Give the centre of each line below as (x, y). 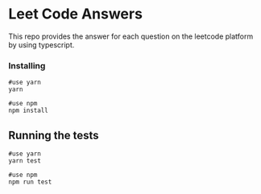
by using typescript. (41, 44)
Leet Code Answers (76, 14)
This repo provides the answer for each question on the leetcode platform (131, 36)
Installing (27, 65)
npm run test (30, 182)
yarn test (25, 161)
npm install (28, 111)
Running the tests (54, 135)
